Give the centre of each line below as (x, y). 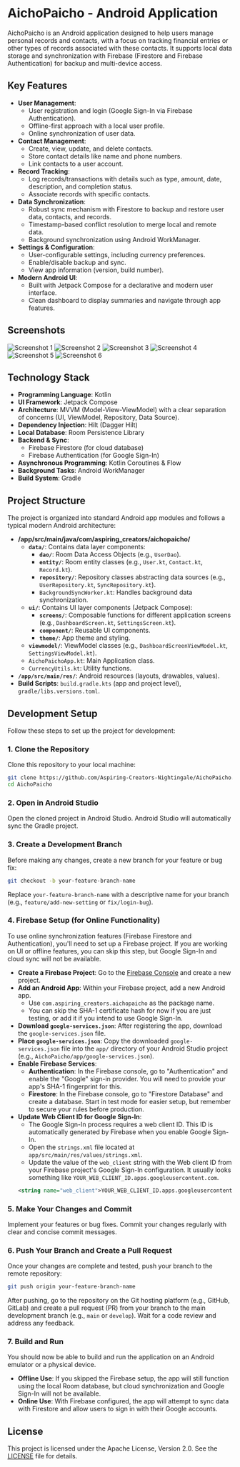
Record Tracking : (44, 171)
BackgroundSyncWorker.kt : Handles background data (116, 592)
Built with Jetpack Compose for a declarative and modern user (121, 285)
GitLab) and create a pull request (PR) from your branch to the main (106, 1308)
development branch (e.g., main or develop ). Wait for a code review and (112, 1316)
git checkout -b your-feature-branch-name (71, 881)
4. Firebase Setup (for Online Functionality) (84, 921)
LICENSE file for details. (42, 1456)
